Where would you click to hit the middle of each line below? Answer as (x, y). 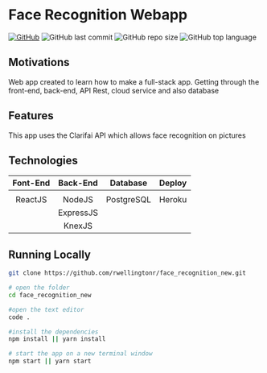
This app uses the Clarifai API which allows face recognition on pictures (127, 135)
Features (31, 116)
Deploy (173, 183)
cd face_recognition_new (50, 295)
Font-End (31, 183)
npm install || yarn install (57, 339)
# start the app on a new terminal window (80, 354)
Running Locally (49, 254)
